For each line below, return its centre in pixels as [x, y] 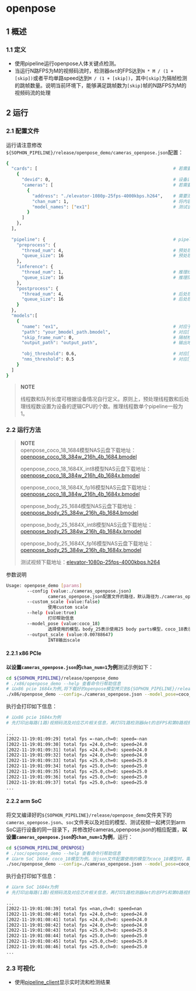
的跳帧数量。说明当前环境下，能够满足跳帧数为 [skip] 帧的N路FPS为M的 [100, 85]
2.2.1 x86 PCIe [24, 653]
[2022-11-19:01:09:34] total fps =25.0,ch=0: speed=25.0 [77, 766]
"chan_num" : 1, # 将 [107, 201]
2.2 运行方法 [24, 430]
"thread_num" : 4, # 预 [102, 251]
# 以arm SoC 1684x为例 [32, 887]
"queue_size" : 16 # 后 [102, 299]
